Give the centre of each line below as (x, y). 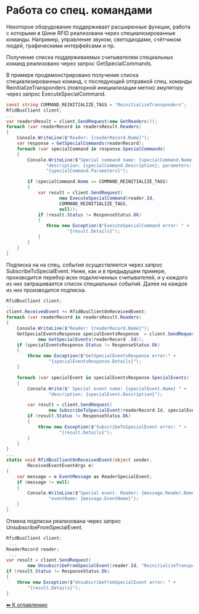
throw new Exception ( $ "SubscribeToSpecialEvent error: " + (112, 427)
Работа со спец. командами (79, 10)
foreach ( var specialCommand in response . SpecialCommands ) (91, 149)
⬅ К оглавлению (27, 605)
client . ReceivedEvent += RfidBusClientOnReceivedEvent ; (76, 312)
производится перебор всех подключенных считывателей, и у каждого (97, 277)
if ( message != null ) (43, 482)
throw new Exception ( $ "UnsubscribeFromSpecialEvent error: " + (97, 582)
